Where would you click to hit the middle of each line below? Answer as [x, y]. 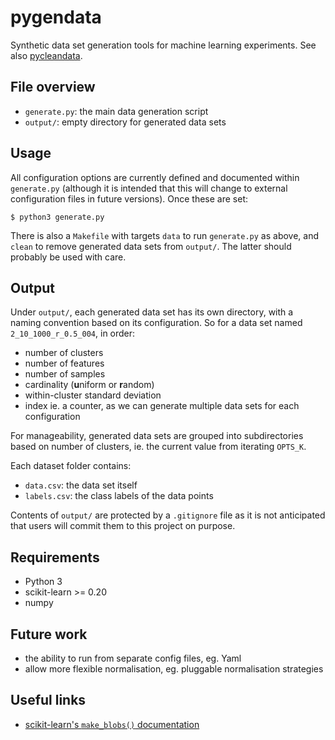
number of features [64, 363]
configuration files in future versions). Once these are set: [129, 198]
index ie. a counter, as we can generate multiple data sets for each [162, 406]
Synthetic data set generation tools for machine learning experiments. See [163, 45]
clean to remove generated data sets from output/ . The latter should [151, 246]
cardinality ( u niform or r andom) [89, 385]
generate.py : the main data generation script [116, 111]
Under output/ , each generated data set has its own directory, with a [152, 312]
